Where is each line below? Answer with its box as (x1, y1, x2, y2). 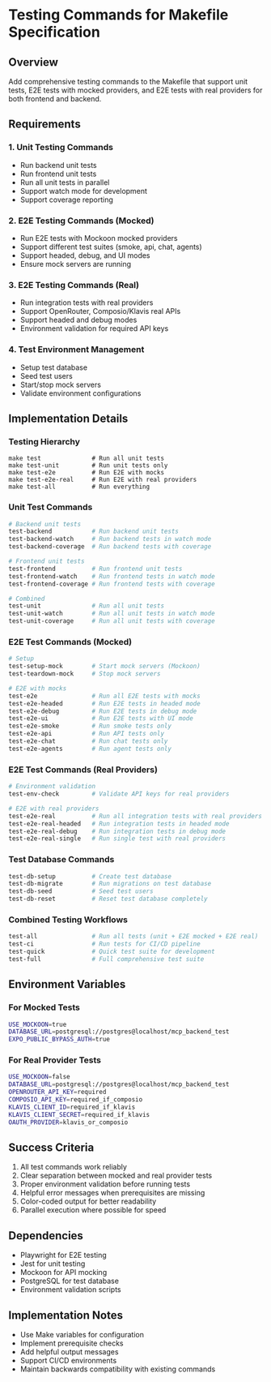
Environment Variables (8, 977, 126, 991)
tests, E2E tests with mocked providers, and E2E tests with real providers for (8, 85, 263, 95)
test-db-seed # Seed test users (8, 887, 154, 895)
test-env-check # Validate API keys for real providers (8, 790, 230, 798)
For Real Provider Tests (8, 1054, 101, 1066)
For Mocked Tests (8, 1002, 81, 1013)
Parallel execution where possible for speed (19, 1205, 167, 1215)
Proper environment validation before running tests (19, 1179, 191, 1189)
